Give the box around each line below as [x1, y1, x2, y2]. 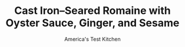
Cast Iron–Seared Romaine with [14, 4, 171, 17]
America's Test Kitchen [64, 35, 121, 42]
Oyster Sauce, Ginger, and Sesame [5, 16, 180, 30]
